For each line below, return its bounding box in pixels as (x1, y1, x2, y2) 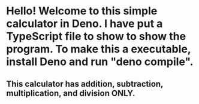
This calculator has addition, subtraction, (6, 79, 164, 89)
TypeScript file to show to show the (6, 30, 186, 43)
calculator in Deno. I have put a (6, 17, 163, 30)
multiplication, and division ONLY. (6, 88, 135, 98)
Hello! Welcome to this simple (6, 4, 158, 18)
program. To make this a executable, (6, 42, 191, 56)
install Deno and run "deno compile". (6, 55, 194, 69)
